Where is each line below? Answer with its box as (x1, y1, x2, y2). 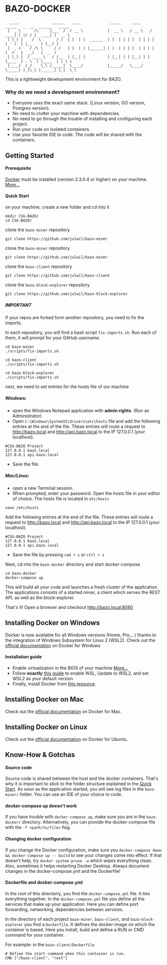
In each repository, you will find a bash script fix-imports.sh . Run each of (5, 330, 157, 335)
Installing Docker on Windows (5, 618, 100, 627)
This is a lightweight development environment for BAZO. (5, 76, 122, 82)
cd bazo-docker (5, 571, 37, 576)
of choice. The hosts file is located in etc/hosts (12, 495, 109, 501)
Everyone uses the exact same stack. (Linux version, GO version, (12, 100, 146, 106)
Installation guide (5, 654, 42, 660)
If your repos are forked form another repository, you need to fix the (5, 315, 144, 320)
